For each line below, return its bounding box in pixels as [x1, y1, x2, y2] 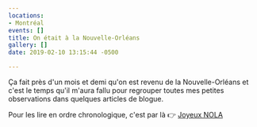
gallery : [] [8, 41, 48, 49]
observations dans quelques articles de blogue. [8, 94, 164, 103]
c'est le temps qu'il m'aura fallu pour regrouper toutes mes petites [8, 86, 224, 95]
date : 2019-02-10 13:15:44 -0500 [8, 48, 119, 56]
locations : [8, 11, 44, 20]
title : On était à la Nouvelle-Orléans [8, 33, 140, 42]
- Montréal [8, 19, 44, 27]
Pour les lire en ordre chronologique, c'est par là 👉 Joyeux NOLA [8, 110, 224, 119]
